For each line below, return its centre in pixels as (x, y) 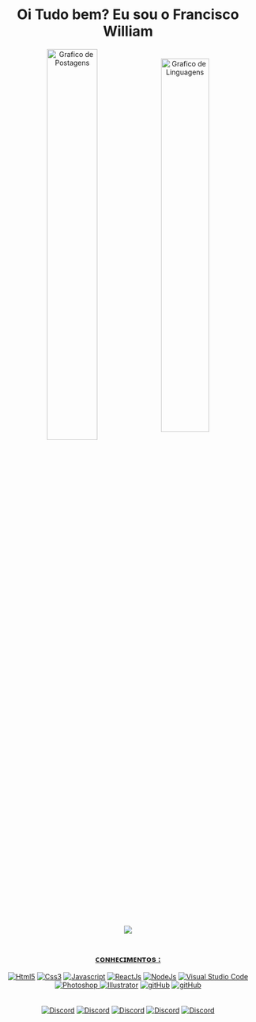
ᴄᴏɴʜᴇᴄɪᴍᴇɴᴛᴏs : (128, 959)
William (128, 31)
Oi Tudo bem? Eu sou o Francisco (128, 15)
